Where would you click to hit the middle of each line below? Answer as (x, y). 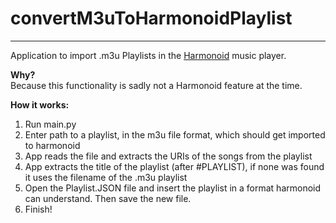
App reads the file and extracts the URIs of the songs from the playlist (168, 156)
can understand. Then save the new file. (108, 198)
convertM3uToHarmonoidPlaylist (151, 18)
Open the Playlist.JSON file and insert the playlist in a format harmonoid (173, 188)
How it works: (40, 104)
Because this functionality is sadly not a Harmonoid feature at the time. (156, 85)
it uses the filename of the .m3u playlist (106, 177)
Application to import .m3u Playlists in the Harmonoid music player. (148, 55)
